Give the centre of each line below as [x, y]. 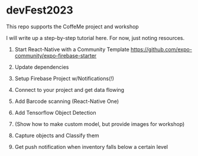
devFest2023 [40, 10]
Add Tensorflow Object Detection [55, 112]
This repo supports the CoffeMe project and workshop [72, 26]
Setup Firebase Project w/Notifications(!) [64, 78]
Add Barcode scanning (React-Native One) [67, 101]
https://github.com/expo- [161, 49]
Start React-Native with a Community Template [72, 49]
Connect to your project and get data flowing [69, 89]
